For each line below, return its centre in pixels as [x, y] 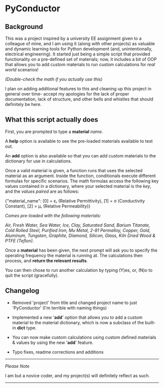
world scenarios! [22, 70]
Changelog [22, 291]
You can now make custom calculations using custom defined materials [84, 337]
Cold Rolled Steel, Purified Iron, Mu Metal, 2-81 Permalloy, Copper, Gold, [78, 230]
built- [150, 322]
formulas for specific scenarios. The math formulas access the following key [82, 181]
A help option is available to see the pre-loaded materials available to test [79, 141]
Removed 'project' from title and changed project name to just [75, 303]
